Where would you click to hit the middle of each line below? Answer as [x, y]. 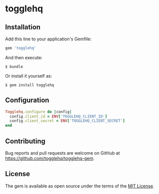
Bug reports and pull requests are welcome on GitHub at [63, 153]
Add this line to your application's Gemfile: [48, 39]
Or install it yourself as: [28, 76]
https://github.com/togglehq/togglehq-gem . [50, 158]
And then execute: [24, 57]
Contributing [25, 141]
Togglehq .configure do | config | [38, 112]
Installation [23, 27]
